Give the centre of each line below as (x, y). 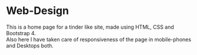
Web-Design (38, 11)
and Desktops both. (30, 46)
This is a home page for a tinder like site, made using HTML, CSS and (90, 27)
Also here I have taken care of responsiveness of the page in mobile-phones (99, 39)
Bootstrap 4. (21, 33)
